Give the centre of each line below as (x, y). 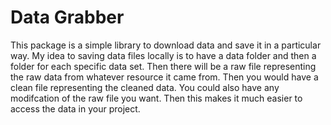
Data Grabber (67, 17)
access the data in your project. (75, 108)
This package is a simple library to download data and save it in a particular (166, 45)
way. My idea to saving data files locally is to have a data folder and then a (163, 55)
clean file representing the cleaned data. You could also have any (145, 87)
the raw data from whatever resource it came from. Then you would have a (164, 77)
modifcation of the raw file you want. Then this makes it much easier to (156, 98)
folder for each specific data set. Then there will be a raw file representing (163, 66)
